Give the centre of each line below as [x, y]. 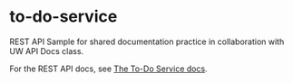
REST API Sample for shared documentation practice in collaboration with [147, 41]
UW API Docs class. [47, 51]
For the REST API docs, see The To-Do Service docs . [108, 69]
